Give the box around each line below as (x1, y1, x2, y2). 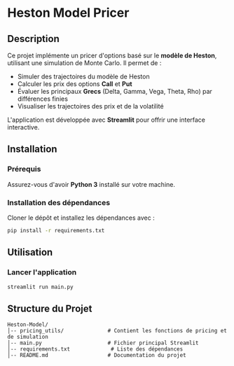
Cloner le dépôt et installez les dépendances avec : (7, 213, 156, 222)
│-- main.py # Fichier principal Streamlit (7, 339, 199, 347)
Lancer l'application (7, 267, 77, 277)
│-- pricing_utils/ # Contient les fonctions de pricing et (7, 328, 228, 335)
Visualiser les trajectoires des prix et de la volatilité (17, 102, 164, 110)
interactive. (7, 123, 40, 131)
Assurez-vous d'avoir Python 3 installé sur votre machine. (7, 180, 176, 188)
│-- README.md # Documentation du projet (7, 352, 187, 359)
